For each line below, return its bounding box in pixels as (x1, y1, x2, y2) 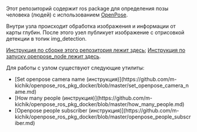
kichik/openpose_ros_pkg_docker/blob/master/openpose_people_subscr (14, 113, 191, 120)
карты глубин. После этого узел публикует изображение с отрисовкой (6, 29, 185, 36)
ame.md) (14, 88, 37, 95)
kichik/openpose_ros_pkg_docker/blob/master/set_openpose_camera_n (14, 82, 189, 89)
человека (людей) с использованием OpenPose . (6, 11, 128, 18)
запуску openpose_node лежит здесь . (6, 53, 101, 60)
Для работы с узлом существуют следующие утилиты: (6, 64, 145, 71)
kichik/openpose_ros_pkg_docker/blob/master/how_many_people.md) (14, 101, 185, 108)
